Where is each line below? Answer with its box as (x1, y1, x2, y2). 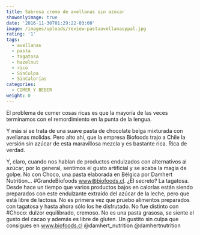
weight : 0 (6, 93, 31, 99)
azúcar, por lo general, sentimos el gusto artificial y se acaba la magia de (6, 164, 187, 171)
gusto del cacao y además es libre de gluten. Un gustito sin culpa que (6, 215, 179, 222)
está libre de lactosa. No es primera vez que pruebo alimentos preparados (6, 196, 190, 203)
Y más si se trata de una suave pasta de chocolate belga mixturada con (6, 127, 183, 134)
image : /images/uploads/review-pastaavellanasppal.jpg (6, 25, 147, 32)
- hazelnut (11, 59, 39, 65)
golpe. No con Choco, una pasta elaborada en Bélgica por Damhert (6, 171, 173, 178)
